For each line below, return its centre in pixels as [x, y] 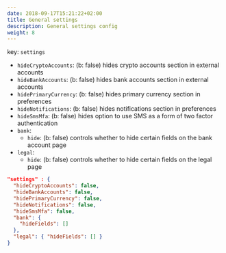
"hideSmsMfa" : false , [44, 211]
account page [47, 145]
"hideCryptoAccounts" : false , [56, 186]
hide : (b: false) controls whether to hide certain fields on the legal [120, 160]
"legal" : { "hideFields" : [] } [58, 237]
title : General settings [42, 20]
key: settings [26, 52]
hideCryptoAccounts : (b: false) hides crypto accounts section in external [118, 65]
